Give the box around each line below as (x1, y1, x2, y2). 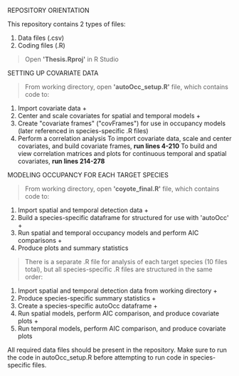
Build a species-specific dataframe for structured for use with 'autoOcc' (17, 214, 229, 221)
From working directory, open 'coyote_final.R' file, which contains (24, 184, 220, 193)
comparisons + (17, 236, 63, 244)
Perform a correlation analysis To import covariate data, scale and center (17, 135, 232, 142)
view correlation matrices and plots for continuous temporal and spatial (17, 150, 227, 157)
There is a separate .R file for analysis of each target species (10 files (24, 258, 228, 266)
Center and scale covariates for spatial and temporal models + (17, 112, 201, 120)
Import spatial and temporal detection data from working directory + (17, 286, 218, 295)
